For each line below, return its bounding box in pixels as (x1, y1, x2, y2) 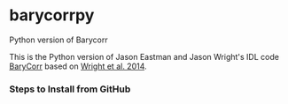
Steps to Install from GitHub (9, 83, 131, 95)
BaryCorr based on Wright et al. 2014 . (9, 61, 148, 71)
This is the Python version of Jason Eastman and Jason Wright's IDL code (9, 51, 279, 62)
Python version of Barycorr (9, 34, 108, 45)
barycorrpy (9, 5, 95, 26)
